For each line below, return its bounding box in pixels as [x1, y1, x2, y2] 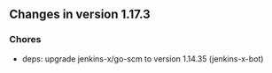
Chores [9, 33, 42, 46]
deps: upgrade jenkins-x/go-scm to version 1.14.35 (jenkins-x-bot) [21, 53, 264, 64]
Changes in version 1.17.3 [9, 7, 151, 22]
